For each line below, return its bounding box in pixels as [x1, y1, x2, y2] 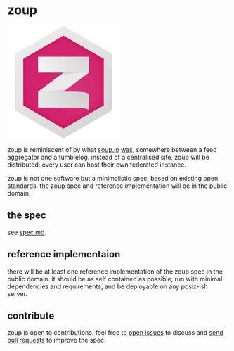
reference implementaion [7, 248, 121, 260]
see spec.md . [7, 228, 47, 236]
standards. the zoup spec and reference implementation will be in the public [7, 181, 228, 190]
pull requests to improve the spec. [7, 336, 106, 345]
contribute [7, 309, 55, 321]
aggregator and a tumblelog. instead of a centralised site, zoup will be [7, 153, 209, 161]
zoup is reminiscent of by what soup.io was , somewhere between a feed [7, 145, 217, 153]
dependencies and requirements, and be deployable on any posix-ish [7, 282, 209, 291]
